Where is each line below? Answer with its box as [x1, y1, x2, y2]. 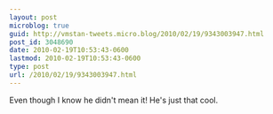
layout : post [9, 12, 58, 22]
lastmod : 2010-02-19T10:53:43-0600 [9, 54, 141, 63]
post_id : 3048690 [9, 37, 74, 47]
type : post [9, 63, 50, 72]
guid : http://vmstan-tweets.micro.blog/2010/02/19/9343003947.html [9, 29, 265, 38]
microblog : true [9, 21, 69, 30]
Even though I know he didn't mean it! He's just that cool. [9, 95, 219, 105]
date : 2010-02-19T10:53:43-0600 [9, 46, 129, 55]
